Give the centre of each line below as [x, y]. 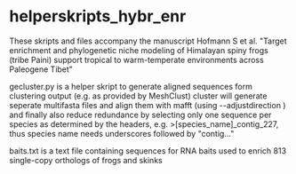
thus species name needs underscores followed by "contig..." [122, 133]
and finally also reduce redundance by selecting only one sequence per [140, 115]
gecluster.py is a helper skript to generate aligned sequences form [131, 86]
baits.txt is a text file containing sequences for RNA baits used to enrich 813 [148, 150]
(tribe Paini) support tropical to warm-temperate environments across [136, 59]
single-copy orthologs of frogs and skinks [86, 160]
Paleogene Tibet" [41, 69]
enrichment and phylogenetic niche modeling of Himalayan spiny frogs [139, 50]
